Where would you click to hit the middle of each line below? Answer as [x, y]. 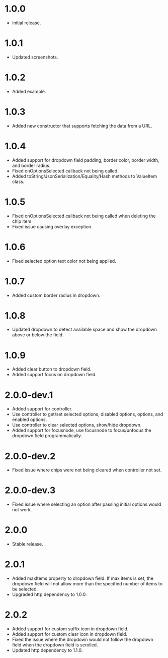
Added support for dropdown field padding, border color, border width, [86, 160]
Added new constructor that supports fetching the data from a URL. [82, 126]
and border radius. [31, 165]
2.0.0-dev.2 [30, 456]
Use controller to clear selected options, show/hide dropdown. [77, 425]
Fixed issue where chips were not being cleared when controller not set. [87, 470]
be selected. [25, 589]
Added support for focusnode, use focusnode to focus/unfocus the [81, 430]
